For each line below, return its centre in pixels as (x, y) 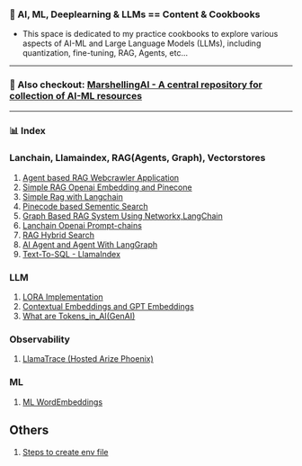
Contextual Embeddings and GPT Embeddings (108, 307)
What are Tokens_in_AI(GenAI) (79, 316)
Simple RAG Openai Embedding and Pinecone (107, 187)
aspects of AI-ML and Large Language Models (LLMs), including (142, 43)
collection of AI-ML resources (75, 96)
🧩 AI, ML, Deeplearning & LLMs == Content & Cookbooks (135, 14)
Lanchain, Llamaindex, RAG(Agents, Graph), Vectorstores (138, 158)
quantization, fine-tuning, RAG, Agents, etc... (105, 53)
